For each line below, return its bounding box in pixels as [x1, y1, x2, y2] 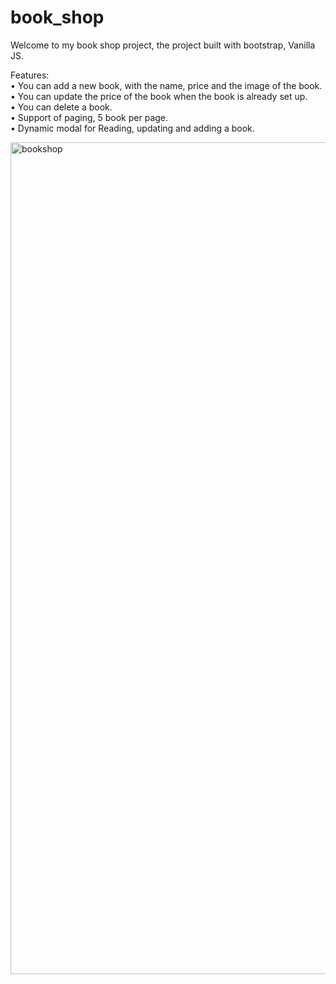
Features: [10, 69, 50, 81]
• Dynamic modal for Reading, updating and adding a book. [10, 122, 255, 134]
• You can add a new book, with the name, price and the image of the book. [10, 79, 323, 91]
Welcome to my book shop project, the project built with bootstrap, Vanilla [10, 39, 316, 51]
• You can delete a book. [10, 101, 113, 113]
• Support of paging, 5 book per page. [10, 111, 169, 123]
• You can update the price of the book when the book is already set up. [10, 90, 308, 102]
